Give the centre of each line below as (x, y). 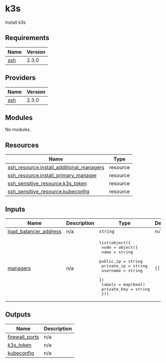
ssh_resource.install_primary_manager (52, 175)
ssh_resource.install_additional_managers (56, 167)
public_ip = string (121, 261)
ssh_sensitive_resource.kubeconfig (49, 192)
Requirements (27, 38)
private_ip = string (124, 266)
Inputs (15, 209)
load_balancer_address (35, 232)
